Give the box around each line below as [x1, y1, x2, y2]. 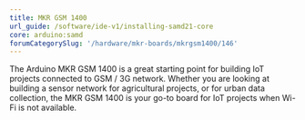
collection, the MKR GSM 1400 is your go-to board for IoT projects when [9, 93, 280, 104]
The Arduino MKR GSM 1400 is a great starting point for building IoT [9, 64, 265, 75]
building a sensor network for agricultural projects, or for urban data [9, 83, 266, 94]
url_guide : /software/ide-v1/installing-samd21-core [9, 22, 214, 31]
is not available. [17, 102, 77, 114]
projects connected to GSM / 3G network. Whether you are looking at [9, 74, 270, 85]
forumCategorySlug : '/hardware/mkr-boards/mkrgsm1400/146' [9, 38, 239, 48]
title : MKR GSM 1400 [9, 13, 88, 23]
